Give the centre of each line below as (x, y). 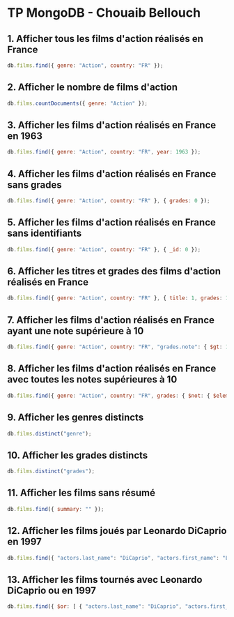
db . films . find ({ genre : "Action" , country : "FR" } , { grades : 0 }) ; (109, 201)
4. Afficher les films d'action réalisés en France (112, 173)
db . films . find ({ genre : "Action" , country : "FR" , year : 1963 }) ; (104, 152)
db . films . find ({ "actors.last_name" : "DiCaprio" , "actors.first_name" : (113, 558)
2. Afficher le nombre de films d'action (93, 88)
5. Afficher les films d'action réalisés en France (111, 222)
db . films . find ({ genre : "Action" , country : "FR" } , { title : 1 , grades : (115, 298)
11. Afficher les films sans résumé (81, 493)
